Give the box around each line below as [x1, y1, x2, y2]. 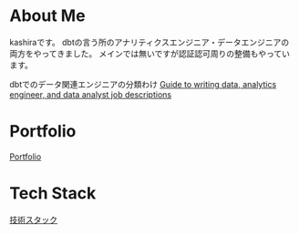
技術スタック [9, 214, 57, 225]
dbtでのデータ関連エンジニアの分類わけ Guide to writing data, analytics [9, 78, 277, 89]
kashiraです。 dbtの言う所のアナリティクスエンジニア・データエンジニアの [9, 36, 290, 47]
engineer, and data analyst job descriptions [9, 88, 171, 100]
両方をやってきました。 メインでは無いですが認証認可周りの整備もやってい [9, 47, 290, 59]
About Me [9, 5, 86, 26]
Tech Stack [9, 183, 97, 204]
